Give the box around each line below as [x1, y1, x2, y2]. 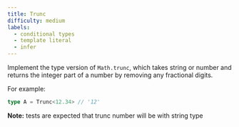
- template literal [14, 37, 72, 44]
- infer [14, 44, 37, 51]
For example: [7, 85, 46, 93]
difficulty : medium [7, 17, 66, 24]
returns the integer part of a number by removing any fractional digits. [7, 71, 213, 79]
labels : [7, 24, 31, 31]
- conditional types [14, 30, 75, 38]
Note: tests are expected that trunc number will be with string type [7, 111, 203, 120]
